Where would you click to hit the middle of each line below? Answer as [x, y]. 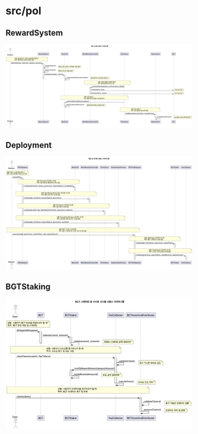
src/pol [24, 11]
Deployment [29, 145]
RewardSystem [34, 33]
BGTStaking [28, 287]
